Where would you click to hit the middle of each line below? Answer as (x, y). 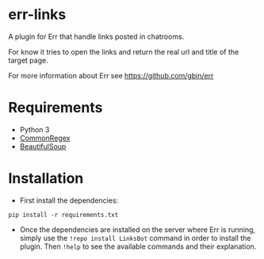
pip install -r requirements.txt (63, 215)
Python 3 (34, 129)
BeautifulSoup (43, 146)
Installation (46, 179)
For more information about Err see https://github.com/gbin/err (111, 75)
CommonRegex (45, 138)
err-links (37, 15)
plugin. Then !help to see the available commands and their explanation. (138, 246)
